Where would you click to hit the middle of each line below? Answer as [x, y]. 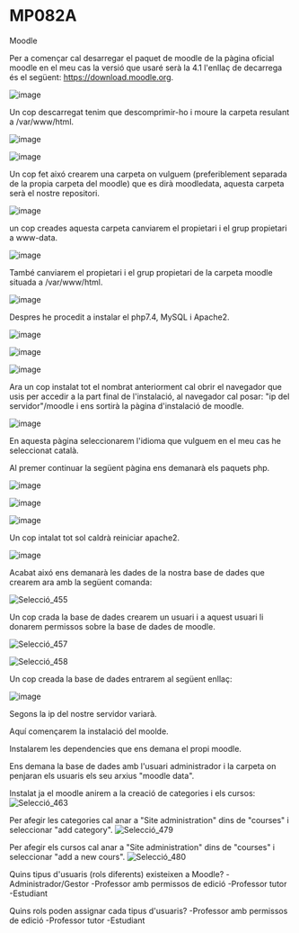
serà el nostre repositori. [55, 193]
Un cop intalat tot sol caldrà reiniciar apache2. [95, 538]
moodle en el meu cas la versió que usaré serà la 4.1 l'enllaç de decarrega [146, 68]
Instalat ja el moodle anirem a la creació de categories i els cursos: [132, 793]
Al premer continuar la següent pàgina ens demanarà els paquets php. [140, 467]
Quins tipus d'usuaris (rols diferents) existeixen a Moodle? [117, 874]
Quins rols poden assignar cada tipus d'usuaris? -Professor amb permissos [149, 910]
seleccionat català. [44, 450]
